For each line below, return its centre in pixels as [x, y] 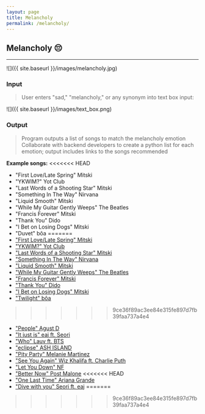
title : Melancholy [30, 18]
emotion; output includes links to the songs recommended [95, 151]
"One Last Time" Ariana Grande [55, 380]
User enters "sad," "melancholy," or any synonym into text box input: [107, 98]
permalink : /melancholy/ [38, 23]
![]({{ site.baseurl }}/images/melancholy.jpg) [62, 68]
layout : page [23, 12]
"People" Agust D [37, 328]
